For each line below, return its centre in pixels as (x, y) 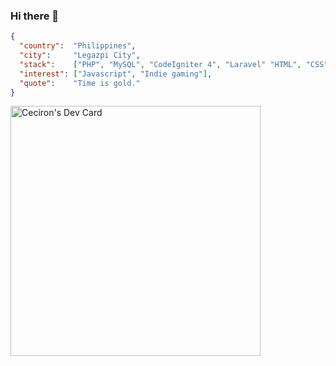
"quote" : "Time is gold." (80, 83)
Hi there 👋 (35, 16)
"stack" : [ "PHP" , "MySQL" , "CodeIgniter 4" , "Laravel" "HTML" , (160, 64)
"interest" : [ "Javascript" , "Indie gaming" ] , (116, 74)
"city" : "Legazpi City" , (80, 55)
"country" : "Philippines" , (78, 46)
